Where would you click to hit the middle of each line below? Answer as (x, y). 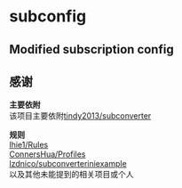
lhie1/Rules (29, 145)
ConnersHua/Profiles (47, 154)
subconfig (48, 16)
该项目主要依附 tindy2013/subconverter (80, 116)
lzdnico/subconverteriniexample (68, 164)
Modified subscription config (92, 49)
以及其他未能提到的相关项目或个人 (71, 175)
